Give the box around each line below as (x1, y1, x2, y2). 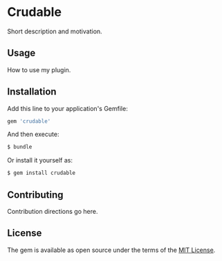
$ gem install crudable (7, 169, 76, 177)
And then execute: (7, 130, 59, 139)
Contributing (7, 189, 64, 201)
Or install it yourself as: (7, 156, 73, 165)
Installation (7, 86, 57, 98)
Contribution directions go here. (7, 208, 98, 215)
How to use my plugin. (7, 65, 71, 74)
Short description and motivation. (7, 27, 102, 35)
